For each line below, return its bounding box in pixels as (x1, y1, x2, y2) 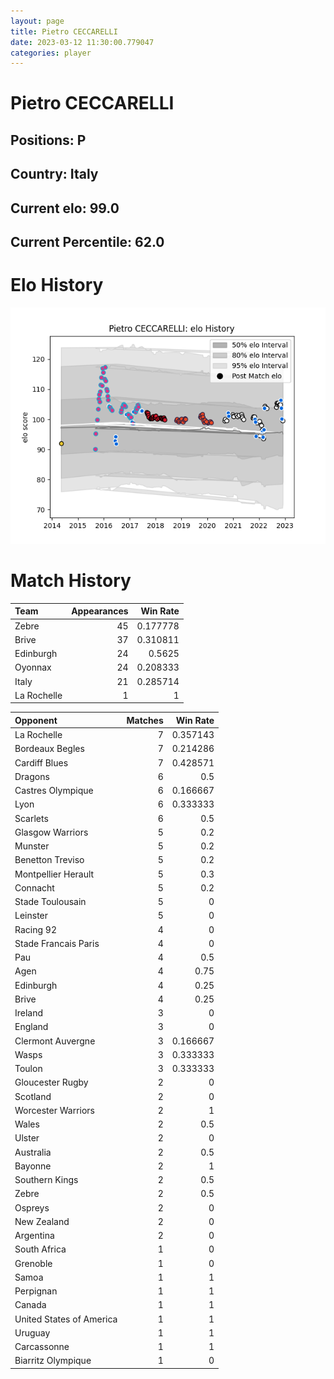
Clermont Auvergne (14, 1035, 96, 1047)
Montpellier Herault (14, 868, 95, 880)
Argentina (14, 1230, 55, 1242)
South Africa (14, 1243, 67, 1255)
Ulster (14, 1132, 40, 1144)
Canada (14, 1299, 47, 1311)
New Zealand (14, 1215, 70, 1227)
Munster (14, 840, 50, 852)
